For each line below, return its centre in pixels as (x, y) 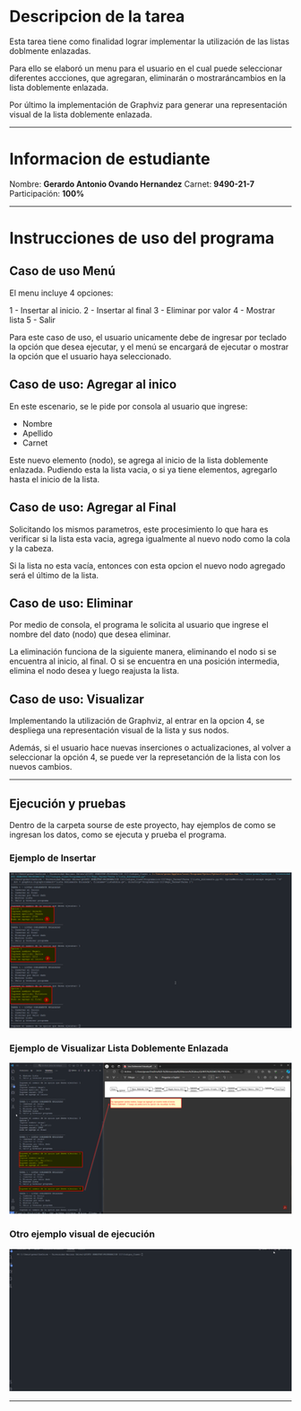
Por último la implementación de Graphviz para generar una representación (148, 104)
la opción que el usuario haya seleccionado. (90, 356)
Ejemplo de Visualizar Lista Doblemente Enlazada (119, 1048)
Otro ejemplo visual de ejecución (82, 1234)
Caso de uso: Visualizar (77, 699)
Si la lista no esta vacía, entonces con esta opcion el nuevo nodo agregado (147, 565)
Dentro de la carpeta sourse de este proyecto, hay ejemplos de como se (142, 825)
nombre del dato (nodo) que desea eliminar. (90, 634)
